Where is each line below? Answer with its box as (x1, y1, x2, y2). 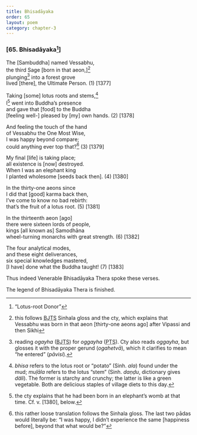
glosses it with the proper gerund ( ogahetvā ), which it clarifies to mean (14, 344, 187, 352)
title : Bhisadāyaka (6, 8, 54, 15)
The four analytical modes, (6, 245, 71, 252)
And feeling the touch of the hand (6, 123, 87, 130)
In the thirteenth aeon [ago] (6, 215, 73, 222)
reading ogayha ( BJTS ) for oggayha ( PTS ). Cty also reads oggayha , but (14, 339, 189, 346)
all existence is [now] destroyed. (6, 160, 84, 168)
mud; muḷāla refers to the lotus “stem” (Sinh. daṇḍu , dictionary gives (14, 369, 181, 376)
